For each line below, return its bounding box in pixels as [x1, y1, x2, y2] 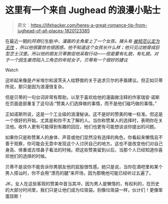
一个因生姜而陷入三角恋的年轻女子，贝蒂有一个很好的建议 [9, 57, 128, 63]
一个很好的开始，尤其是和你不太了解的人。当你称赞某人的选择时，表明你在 [5, 117, 158, 123]
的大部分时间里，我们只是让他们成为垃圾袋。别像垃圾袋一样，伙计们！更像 [5, 186, 158, 193]
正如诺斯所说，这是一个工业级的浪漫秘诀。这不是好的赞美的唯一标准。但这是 [5, 111, 163, 117]
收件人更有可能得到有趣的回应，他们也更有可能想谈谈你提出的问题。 [18, 123, 158, 129]
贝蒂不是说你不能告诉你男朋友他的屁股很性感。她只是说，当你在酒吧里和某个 [5, 163, 163, 169]
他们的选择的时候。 [9, 153, 49, 159]
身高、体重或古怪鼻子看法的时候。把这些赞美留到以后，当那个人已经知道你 [5, 146, 158, 153]
